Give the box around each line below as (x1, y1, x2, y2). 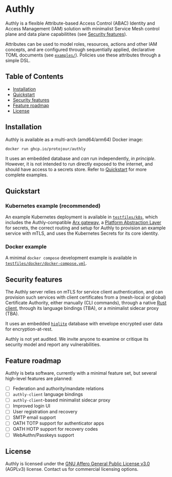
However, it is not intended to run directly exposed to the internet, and (5, 161, 153, 167)
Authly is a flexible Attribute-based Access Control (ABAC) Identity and (5, 20, 155, 26)
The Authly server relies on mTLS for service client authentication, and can (5, 289, 163, 295)
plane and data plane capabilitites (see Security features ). (5, 31, 127, 37)
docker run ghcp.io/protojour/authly (5, 146, 86, 152)
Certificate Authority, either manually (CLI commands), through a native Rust (5, 300, 167, 306)
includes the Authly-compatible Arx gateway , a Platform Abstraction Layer (5, 219, 162, 226)
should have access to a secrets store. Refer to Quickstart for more (5, 167, 147, 173)
